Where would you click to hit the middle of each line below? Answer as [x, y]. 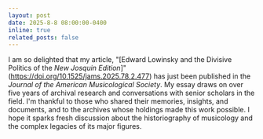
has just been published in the [202, 76]
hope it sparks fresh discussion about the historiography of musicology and [131, 118]
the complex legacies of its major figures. [75, 126]
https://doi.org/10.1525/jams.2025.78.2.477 [80, 76]
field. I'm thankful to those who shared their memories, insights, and [118, 101]
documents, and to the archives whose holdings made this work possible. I [129, 110]
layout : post [29, 15]
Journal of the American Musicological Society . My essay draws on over [126, 85]
